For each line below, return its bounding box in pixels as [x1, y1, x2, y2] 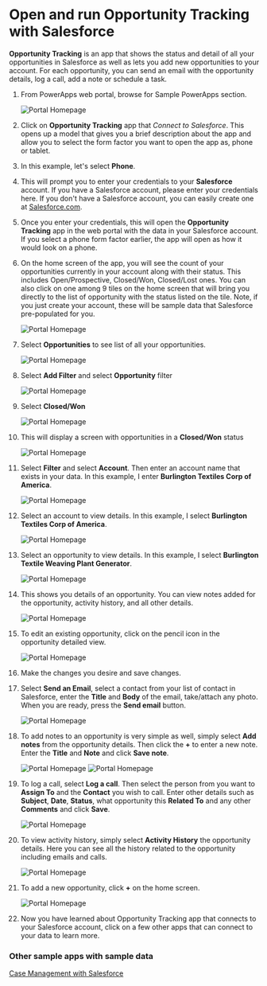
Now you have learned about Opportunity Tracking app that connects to [20, 914, 257, 923]
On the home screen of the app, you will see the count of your [20, 258, 225, 267]
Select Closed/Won [20, 401, 86, 411]
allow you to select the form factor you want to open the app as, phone [20, 137, 253, 146]
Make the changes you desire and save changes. [20, 668, 182, 677]
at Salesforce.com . [20, 201, 83, 212]
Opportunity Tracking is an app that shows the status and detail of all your [9, 49, 255, 58]
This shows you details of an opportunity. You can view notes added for [20, 589, 257, 598]
